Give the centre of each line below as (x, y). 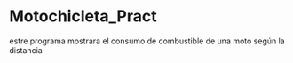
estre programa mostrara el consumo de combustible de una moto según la (147, 41)
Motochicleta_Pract (83, 16)
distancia (26, 50)
